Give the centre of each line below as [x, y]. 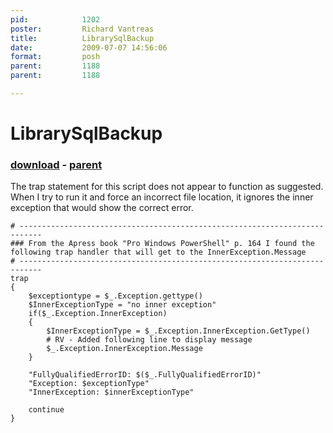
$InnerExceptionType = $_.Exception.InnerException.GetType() [178, 331]
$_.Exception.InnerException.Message [124, 349]
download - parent [56, 164]
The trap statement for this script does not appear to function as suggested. [167, 187]
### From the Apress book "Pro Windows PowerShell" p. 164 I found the [162, 244]
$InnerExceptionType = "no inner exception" [122, 305]
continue [46, 410]
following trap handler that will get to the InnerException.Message [158, 252]
